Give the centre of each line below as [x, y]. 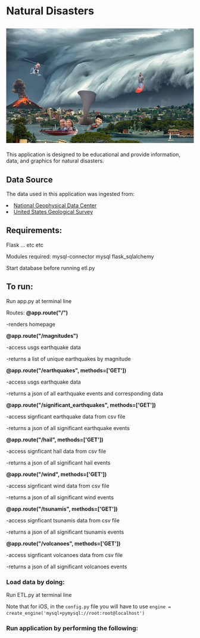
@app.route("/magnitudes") [42, 335]
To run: [20, 287]
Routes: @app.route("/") [37, 312]
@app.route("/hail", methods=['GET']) [55, 440]
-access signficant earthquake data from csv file [66, 416]
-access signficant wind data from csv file [58, 485]
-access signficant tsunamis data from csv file [63, 520]
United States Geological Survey [54, 212]
